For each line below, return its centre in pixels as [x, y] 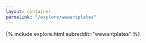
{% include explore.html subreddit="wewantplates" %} [73, 34]
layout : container [28, 11]
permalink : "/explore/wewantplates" [51, 17]
